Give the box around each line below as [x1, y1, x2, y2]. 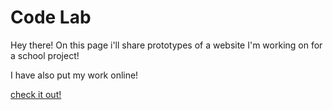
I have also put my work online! [10, 69, 139, 81]
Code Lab [10, 6, 92, 29]
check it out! [10, 88, 62, 100]
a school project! [10, 49, 80, 61]
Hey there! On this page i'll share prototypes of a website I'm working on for [10, 39, 323, 51]
